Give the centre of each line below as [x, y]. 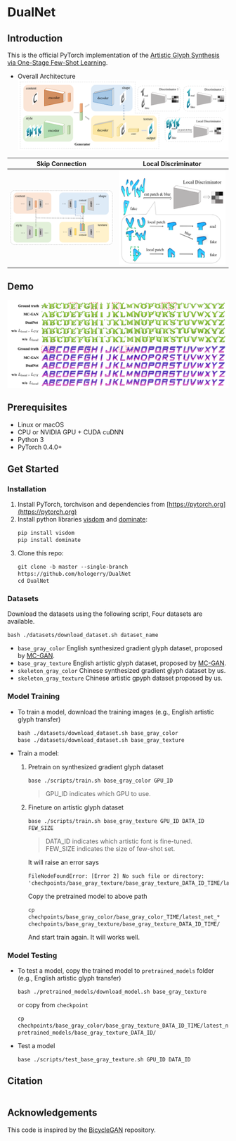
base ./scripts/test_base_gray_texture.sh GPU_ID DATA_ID [104, 1060]
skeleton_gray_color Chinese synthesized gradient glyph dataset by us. [122, 671]
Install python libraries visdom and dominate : [82, 519]
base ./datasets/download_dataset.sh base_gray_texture [101, 740]
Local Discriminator [172, 163]
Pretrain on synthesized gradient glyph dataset [96, 767]
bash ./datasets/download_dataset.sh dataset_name [83, 635]
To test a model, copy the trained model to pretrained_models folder [116, 971]
